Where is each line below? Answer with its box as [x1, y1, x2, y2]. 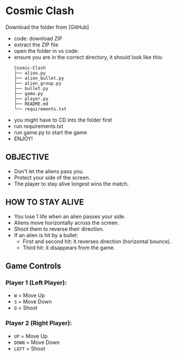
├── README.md [13, 101, 48, 107]
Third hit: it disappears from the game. [22, 244, 115, 251]
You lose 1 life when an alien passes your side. [13, 213, 126, 220]
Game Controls [5, 261, 62, 271]
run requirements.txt [13, 122, 64, 130]
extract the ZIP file [13, 41, 59, 48]
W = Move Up [13, 292, 45, 299]
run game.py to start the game [13, 129, 88, 136]
